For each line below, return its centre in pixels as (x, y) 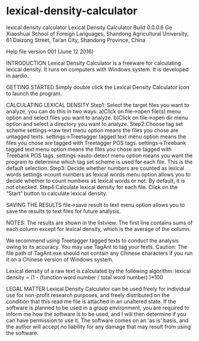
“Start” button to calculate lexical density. (57, 193)
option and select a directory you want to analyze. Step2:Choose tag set (94, 124)
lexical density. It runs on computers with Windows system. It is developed (97, 69)
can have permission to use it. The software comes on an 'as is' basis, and (97, 320)
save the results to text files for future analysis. (64, 211)
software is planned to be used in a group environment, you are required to (98, 308)
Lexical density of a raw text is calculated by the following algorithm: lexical (99, 271)
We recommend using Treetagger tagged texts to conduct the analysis (93, 240)
